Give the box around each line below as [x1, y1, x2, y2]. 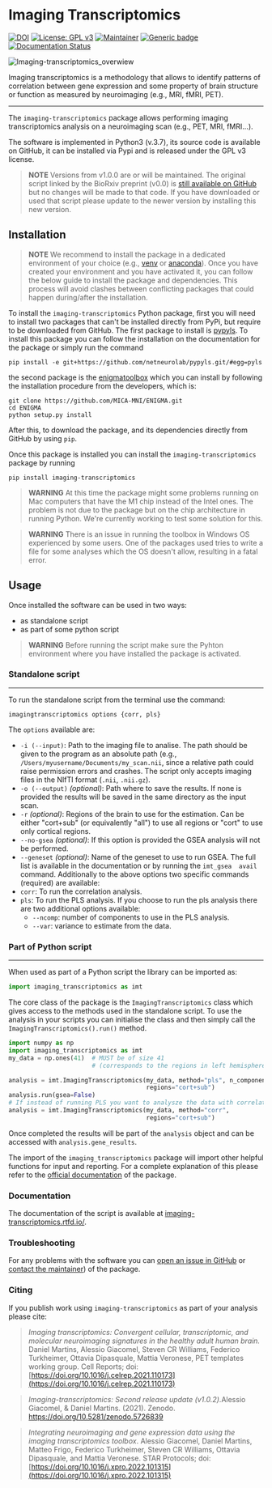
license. [8, 154, 35, 164]
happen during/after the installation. [28, 292, 148, 302]
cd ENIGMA [8, 403, 42, 412]
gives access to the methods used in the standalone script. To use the [8, 1006, 243, 1016]
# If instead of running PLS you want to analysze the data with [8, 1099, 233, 1107]
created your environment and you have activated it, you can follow [28, 266, 253, 276]
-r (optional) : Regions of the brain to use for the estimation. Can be [19, 809, 244, 818]
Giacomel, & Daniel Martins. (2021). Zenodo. [28, 1403, 176, 1413]
